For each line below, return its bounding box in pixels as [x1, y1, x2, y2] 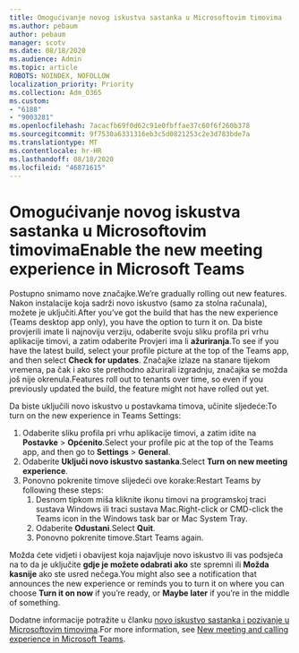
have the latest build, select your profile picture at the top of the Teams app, [9, 346, 289, 357]
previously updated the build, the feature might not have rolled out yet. [9, 383, 269, 394]
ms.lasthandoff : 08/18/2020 [9, 154, 115, 164]
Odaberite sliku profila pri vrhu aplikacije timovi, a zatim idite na [21, 427, 257, 439]
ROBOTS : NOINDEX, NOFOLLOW [9, 72, 110, 81]
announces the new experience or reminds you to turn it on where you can [9, 579, 285, 589]
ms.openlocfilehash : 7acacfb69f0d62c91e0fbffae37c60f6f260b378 [9, 122, 251, 131]
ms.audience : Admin [9, 55, 82, 64]
